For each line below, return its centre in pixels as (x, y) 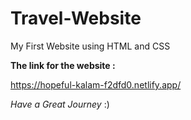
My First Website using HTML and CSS (90, 46)
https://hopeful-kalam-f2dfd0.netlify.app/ (96, 84)
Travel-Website (76, 18)
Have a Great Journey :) (60, 104)
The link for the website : (63, 65)
